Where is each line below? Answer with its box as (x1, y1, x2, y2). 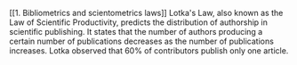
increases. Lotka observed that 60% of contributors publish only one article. (9, 45, 289, 56)
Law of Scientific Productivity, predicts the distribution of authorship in (9, 17, 269, 28)
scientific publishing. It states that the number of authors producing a (9, 27, 263, 37)
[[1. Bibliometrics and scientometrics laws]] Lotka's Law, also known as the (9, 8, 284, 18)
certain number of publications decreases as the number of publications (9, 36, 274, 46)
